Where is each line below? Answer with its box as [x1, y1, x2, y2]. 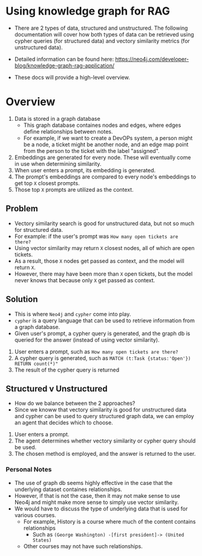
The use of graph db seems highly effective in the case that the [14, 479, 173, 486]
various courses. [14, 511, 57, 518]
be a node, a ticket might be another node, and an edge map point [23, 141, 189, 148]
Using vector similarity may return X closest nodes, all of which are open [14, 244, 195, 251]
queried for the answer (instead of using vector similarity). [14, 336, 160, 344]
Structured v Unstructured [5, 384, 108, 394]
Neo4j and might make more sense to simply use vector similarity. [14, 498, 179, 506]
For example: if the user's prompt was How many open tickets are [14, 232, 178, 240]
